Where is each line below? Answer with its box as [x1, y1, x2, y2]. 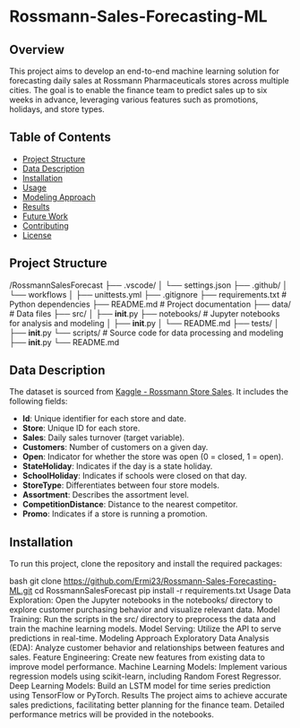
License [21, 230, 52, 240]
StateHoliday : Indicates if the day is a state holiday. [21, 461, 213, 472]
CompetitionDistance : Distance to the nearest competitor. [21, 499, 238, 510]
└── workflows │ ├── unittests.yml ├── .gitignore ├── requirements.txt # [9, 289, 287, 299]
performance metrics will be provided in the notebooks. [9, 709, 215, 720]
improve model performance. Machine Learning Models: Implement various [9, 662, 288, 672]
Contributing [21, 220, 69, 230]
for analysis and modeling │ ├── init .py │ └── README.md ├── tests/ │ [9, 317, 280, 328]
